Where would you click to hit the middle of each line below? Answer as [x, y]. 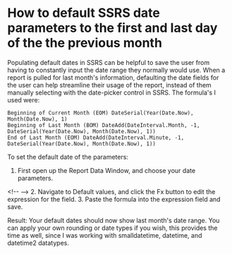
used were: [24, 99]
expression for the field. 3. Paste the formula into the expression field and [114, 199]
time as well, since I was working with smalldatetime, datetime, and [105, 235]
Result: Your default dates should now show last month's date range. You [114, 220]
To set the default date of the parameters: [68, 157]
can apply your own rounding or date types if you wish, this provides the [112, 228]
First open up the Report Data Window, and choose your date [106, 170]
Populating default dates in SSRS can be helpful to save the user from [109, 62]
